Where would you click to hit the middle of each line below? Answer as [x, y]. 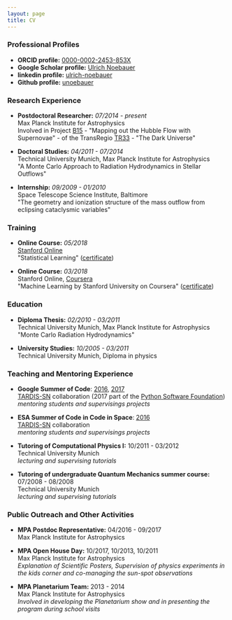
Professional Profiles [43, 45]
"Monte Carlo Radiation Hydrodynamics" [76, 334]
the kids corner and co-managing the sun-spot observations [105, 573]
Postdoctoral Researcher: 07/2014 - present [82, 115]
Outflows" [32, 174]
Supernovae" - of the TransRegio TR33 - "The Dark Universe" [106, 138]
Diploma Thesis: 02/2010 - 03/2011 [68, 320]
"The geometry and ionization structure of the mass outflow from [111, 202]
